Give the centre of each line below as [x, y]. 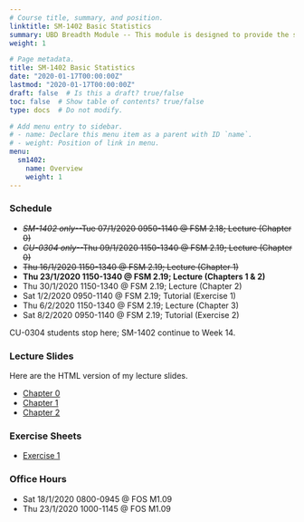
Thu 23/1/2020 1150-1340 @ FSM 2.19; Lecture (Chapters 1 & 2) [144, 276]
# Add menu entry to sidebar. [66, 126]
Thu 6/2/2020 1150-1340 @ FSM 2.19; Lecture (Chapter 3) [131, 305]
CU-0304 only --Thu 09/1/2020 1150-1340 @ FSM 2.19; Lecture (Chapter [157, 247]
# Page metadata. [42, 60]
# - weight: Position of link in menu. [85, 143]
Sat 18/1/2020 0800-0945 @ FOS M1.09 [97, 498]
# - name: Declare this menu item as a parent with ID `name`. [131, 135]
